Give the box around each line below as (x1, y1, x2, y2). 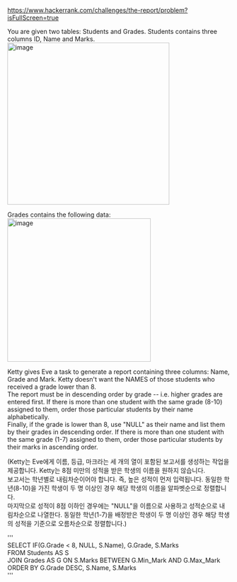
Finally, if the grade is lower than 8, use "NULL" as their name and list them (7, 421, 225, 428)
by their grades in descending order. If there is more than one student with (7, 428, 224, 436)
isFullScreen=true (7, 13, 59, 22)
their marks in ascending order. (7, 443, 98, 451)
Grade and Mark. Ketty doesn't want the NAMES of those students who (7, 375, 215, 383)
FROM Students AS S (7, 549, 69, 557)
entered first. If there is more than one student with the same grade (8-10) (7, 398, 223, 406)
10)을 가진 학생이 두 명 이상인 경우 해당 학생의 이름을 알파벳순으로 (22, 484, 202, 492)
